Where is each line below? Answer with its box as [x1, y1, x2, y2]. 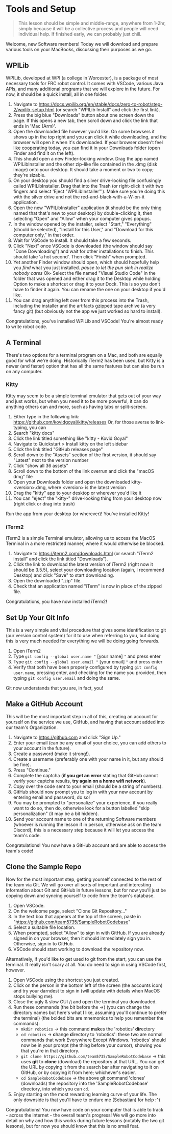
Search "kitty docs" [13, 430, 55, 436]
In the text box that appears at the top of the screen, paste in [13, 913, 141, 919]
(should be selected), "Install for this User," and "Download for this [13, 226, 154, 232]
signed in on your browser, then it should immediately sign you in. [13, 935, 152, 941]
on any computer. [6, 368, 43, 374]
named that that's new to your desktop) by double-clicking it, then [13, 210, 153, 216]
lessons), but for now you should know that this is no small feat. [6, 1123, 140, 1129]
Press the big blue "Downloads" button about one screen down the [13, 112, 155, 118]
